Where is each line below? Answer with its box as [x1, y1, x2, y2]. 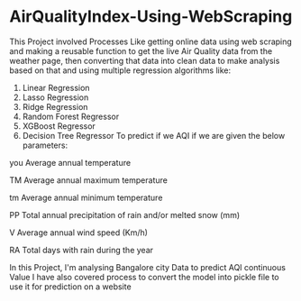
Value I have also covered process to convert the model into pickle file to [9, 271, 279, 282]
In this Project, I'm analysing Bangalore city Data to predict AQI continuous [9, 261, 287, 272]
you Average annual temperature [9, 157, 132, 168]
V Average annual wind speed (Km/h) [9, 227, 149, 238]
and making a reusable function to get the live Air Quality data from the [9, 45, 273, 56]
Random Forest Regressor [22, 111, 120, 122]
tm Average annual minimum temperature [9, 192, 163, 203]
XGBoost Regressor [22, 120, 96, 132]
